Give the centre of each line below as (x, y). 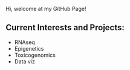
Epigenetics (29, 48)
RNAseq (25, 42)
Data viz (25, 61)
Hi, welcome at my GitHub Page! (46, 9)
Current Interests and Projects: (65, 27)
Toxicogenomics (35, 55)
